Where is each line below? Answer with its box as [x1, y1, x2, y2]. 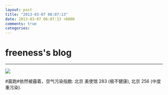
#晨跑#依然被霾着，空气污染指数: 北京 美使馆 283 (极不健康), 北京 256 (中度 [5, 78, 161, 85]
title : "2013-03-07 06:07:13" [5, 12, 68, 17]
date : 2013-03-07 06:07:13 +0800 [5, 16, 75, 21]
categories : [5, 26, 30, 31]
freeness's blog [5, 47, 72, 59]
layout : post [5, 7, 32, 12]
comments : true [5, 21, 37, 26]
